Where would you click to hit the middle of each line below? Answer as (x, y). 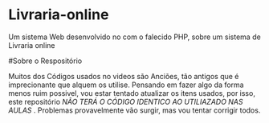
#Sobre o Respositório (45, 61)
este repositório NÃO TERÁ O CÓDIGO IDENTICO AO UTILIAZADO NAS (126, 101)
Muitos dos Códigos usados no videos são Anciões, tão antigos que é (124, 76)
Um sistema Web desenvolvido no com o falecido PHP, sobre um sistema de (134, 37)
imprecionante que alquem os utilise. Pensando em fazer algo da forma (126, 85)
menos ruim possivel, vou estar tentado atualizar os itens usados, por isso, (132, 93)
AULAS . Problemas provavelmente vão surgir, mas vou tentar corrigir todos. (134, 110)
